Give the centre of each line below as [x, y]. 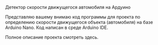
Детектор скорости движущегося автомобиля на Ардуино [68, 7]
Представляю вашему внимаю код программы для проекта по [73, 17]
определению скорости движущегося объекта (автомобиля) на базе [79, 22]
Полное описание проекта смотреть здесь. [52, 37]
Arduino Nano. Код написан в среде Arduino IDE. [57, 27]
